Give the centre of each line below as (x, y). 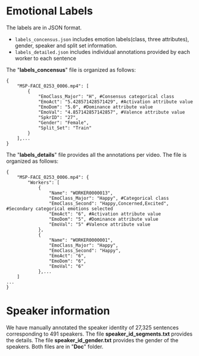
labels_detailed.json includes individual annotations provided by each (102, 51)
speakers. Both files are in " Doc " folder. (55, 346)
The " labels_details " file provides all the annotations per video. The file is (97, 154)
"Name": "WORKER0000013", (81, 193)
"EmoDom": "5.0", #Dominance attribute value (95, 107)
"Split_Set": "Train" (65, 128)
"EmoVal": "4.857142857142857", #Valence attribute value (111, 112)
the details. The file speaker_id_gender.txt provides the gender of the (92, 340)
